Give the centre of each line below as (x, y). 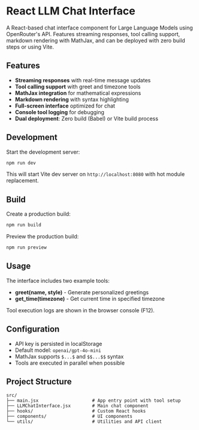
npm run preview (26, 247)
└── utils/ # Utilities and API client (84, 422)
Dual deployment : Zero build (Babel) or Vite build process (87, 118)
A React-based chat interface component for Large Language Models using (99, 28)
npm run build (24, 225)
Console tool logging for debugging (60, 112)
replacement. (22, 181)
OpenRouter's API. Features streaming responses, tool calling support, (93, 34)
